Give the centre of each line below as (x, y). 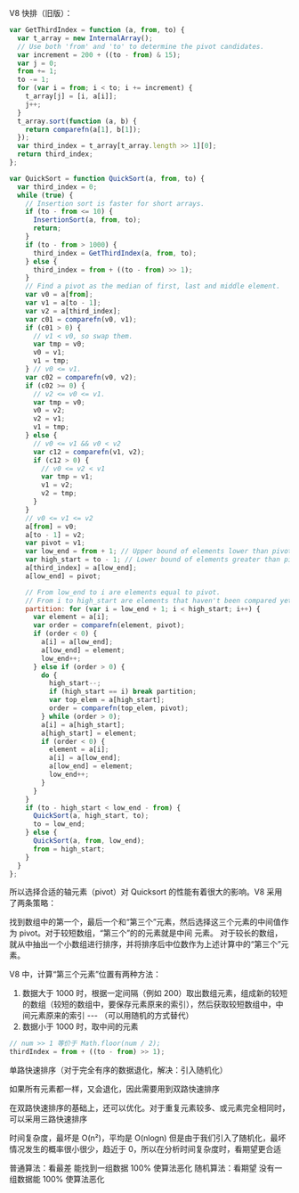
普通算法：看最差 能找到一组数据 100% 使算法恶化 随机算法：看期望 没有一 (146, 1168)
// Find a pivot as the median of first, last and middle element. (153, 286)
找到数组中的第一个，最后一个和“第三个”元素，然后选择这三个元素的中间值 (145, 922)
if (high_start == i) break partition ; (123, 692)
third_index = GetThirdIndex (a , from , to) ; (115, 253)
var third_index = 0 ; (57, 187)
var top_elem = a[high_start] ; (107, 700)
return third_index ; (55, 154)
